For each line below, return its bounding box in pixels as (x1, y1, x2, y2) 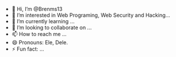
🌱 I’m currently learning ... (11, 18, 75, 24)
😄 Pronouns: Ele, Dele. (11, 39, 69, 46)
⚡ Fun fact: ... (11, 45, 44, 52)
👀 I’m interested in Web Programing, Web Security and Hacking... (11, 12, 170, 19)
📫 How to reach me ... (11, 31, 67, 37)
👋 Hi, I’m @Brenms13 (11, 6, 63, 12)
